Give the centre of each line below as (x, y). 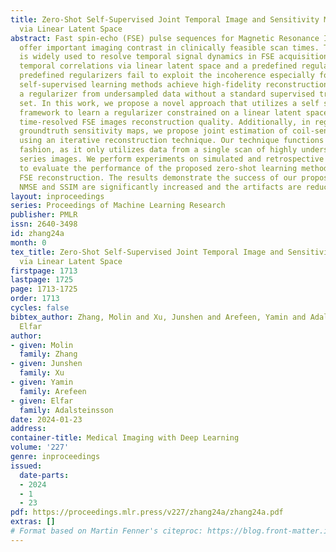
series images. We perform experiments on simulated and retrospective (172, 159)
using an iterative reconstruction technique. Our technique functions (172, 141)
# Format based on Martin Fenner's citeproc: (106, 531)
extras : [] (33, 522)
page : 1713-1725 (44, 289)
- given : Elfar (42, 401)
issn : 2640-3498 (44, 224)
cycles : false (40, 308)
